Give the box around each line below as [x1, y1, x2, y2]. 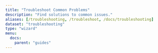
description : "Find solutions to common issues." [5, 12, 113, 17]
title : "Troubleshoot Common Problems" [5, 7, 90, 13]
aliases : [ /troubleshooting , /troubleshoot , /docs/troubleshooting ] [5, 17, 154, 22]
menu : [5, 31, 17, 36]
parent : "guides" [14, 40, 51, 45]
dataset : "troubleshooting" [5, 21, 65, 27]
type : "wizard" [5, 26, 38, 31]
